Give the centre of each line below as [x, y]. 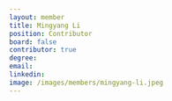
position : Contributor [51, 33]
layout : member [37, 17]
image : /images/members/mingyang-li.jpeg [86, 83]
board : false [33, 42]
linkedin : [27, 75]
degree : [23, 58]
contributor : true [43, 50]
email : [21, 67]
